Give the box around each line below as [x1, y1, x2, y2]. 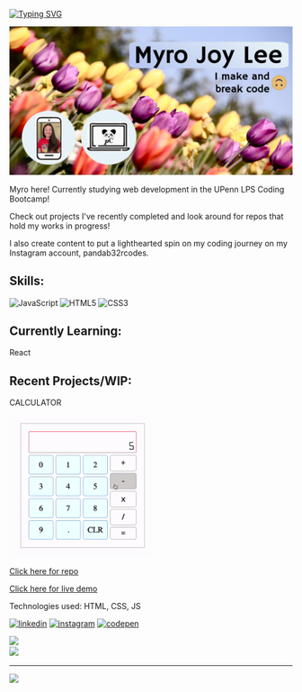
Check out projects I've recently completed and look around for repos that [9, 211, 284, 221]
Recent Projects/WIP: [9, 373, 132, 389]
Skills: [9, 274, 45, 289]
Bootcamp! [9, 193, 50, 204]
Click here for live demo [9, 583, 98, 594]
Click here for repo [9, 565, 79, 576]
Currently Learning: [9, 324, 122, 339]
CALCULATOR [9, 397, 62, 409]
